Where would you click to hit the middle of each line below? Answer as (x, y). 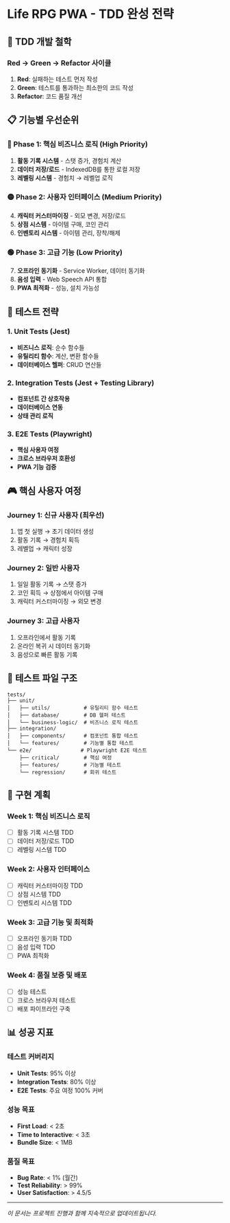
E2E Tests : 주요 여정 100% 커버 (60, 1090)
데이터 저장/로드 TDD (46, 841)
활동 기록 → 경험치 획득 (48, 540)
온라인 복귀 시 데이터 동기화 (54, 646)
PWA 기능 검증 (37, 467)
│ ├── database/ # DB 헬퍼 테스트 (66, 715)
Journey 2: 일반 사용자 (43, 568)
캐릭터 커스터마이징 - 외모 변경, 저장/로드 (72, 215)
